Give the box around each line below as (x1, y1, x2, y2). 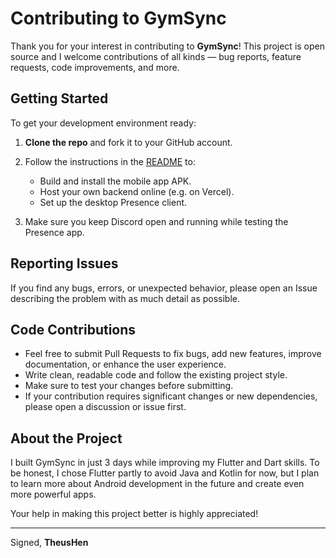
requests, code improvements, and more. (10, 61, 180, 73)
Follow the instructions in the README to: (24, 155, 196, 167)
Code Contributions (10, 321, 137, 338)
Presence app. (24, 226, 85, 238)
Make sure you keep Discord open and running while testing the (24, 215, 289, 227)
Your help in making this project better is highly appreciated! (10, 508, 259, 520)
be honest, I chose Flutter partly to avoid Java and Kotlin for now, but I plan (10, 467, 320, 479)
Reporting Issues (10, 255, 119, 272)
